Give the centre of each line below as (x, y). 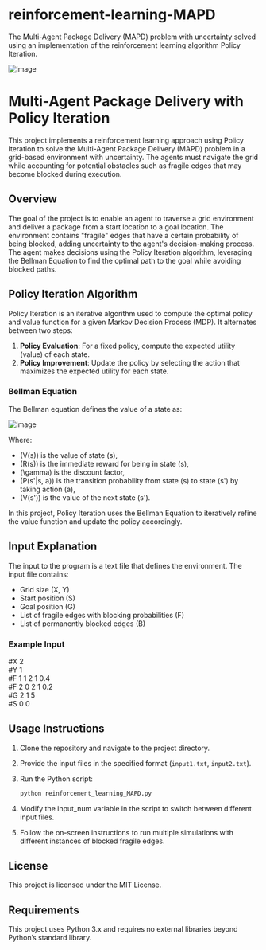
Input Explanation (53, 547)
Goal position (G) (47, 606)
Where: (20, 440)
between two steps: (40, 330)
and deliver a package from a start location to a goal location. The (116, 227)
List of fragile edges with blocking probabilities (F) (102, 615)
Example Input (37, 644)
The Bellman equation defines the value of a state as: (95, 409)
